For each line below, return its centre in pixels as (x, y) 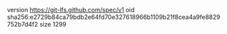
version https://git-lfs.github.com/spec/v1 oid (71, 10)
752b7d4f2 (23, 24)
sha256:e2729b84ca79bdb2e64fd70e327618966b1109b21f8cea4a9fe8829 (114, 17)
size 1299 (53, 24)
